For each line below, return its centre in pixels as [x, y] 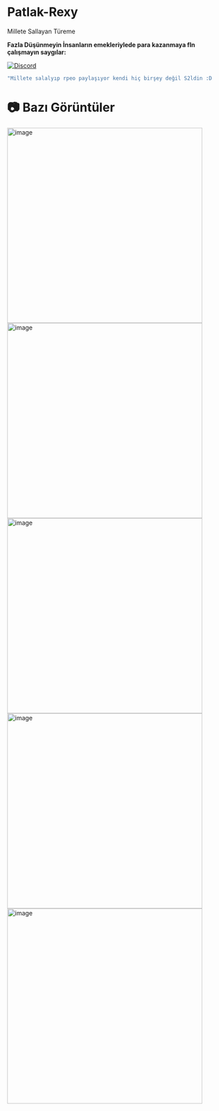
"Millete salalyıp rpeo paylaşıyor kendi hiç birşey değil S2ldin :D [110, 78]
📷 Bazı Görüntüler [61, 108]
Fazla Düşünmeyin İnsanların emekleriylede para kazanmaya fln [101, 44]
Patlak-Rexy [43, 12]
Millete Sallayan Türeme [41, 31]
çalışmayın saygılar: [37, 52]
